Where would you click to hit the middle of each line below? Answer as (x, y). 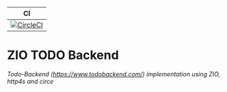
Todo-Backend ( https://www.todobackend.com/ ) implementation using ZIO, (114, 74)
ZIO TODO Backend (63, 56)
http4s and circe (30, 81)
